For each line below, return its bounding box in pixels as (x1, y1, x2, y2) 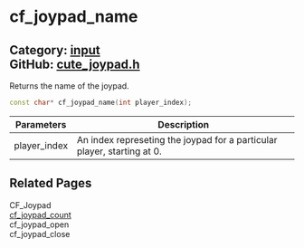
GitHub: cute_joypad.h (9, 56, 140, 72)
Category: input (9, 43, 101, 58)
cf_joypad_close (9, 228, 71, 239)
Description (157, 118, 210, 130)
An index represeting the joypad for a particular (76, 133, 278, 146)
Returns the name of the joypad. (9, 81, 129, 91)
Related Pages (9, 176, 92, 191)
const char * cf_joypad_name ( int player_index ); (9, 98, 193, 107)
